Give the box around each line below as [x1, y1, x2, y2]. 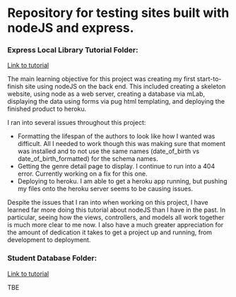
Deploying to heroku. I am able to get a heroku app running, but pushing [17, 177, 228, 186]
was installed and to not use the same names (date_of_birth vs [17, 147, 200, 156]
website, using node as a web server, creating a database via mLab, [7, 90, 205, 98]
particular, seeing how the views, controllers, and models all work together [7, 213, 225, 222]
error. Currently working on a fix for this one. [17, 169, 148, 178]
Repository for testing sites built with [7, 5, 230, 21]
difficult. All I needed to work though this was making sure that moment [17, 140, 226, 148]
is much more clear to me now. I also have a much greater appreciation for [7, 221, 224, 229]
